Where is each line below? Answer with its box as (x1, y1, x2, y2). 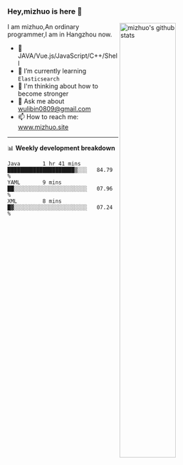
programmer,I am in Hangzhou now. (7, 30, 113, 39)
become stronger (17, 89, 69, 98)
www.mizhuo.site (17, 123, 69, 131)
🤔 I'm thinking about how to (17, 82, 98, 91)
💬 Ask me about (17, 97, 65, 106)
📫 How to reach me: (17, 113, 79, 121)
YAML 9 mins (7, 179, 62, 186)
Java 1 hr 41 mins (7, 160, 81, 168)
